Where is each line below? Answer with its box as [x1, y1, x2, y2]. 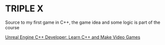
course [5, 24, 20, 30]
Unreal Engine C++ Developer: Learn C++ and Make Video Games [5, 34, 140, 40]
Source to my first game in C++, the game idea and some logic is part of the [5, 19, 161, 25]
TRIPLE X [5, 3, 44, 14]
